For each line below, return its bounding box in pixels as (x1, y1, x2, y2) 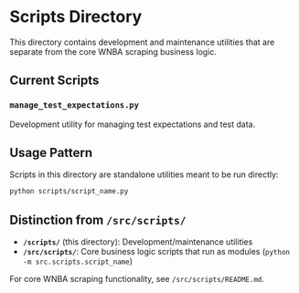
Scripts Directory (9, 6, 143, 27)
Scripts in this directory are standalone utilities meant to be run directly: (9, 169, 279, 180)
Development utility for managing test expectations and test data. (9, 119, 256, 130)
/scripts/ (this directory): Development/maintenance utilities (22, 236, 253, 247)
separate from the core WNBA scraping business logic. (9, 46, 218, 57)
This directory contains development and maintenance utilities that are (9, 37, 275, 47)
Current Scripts (9, 73, 100, 89)
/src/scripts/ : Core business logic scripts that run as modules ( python (22, 246, 291, 257)
